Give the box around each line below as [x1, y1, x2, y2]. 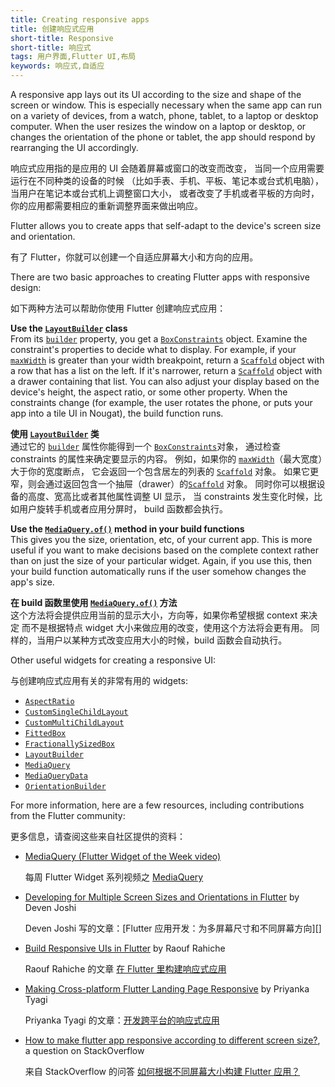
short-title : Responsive [10, 33, 114, 43]
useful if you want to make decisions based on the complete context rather [10, 544, 320, 556]
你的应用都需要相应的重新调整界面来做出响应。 [10, 200, 203, 211]
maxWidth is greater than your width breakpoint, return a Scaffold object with [10, 354, 325, 366]
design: [10, 282, 42, 293]
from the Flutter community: [10, 810, 126, 821]
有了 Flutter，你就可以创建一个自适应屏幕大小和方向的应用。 [10, 251, 259, 263]
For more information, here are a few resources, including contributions [10, 799, 305, 811]
